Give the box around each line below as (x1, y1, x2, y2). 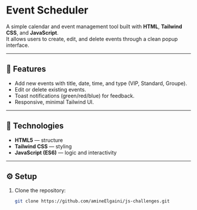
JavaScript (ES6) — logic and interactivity (14, 149, 117, 156)
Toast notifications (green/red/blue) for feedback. (14, 92, 135, 99)
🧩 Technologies (6, 121, 64, 131)
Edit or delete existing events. (14, 86, 86, 93)
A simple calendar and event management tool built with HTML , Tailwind (6, 23, 183, 30)
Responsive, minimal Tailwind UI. (14, 98, 94, 106)
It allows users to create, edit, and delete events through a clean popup (6, 35, 178, 42)
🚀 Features (6, 64, 46, 74)
